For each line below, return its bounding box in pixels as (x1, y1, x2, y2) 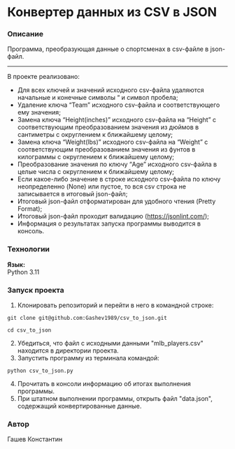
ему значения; (17, 108, 62, 117)
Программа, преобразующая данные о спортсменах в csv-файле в (7, 45, 209, 53)
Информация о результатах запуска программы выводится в (17, 219, 201, 228)
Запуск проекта (7, 285, 64, 295)
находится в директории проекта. (17, 346, 119, 355)
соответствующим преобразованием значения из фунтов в (17, 145, 196, 154)
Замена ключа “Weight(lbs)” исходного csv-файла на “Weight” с (17, 138, 208, 147)
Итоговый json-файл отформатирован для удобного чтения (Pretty (17, 197, 216, 206)
